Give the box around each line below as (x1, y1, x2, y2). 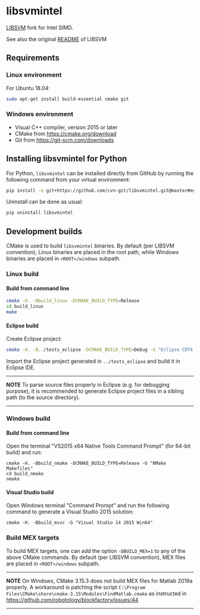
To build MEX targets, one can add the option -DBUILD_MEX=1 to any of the (6, 547, 186, 554)
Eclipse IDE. (6, 364, 36, 371)
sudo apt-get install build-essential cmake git (6, 96, 129, 102)
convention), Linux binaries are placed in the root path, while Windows (6, 249, 179, 256)
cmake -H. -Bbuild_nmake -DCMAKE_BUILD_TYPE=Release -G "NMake (6, 460, 167, 467)
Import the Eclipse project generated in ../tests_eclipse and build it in (6, 357, 180, 365)
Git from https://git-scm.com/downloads (14, 136, 114, 143)
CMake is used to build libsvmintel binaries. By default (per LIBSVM (6, 242, 174, 249)
